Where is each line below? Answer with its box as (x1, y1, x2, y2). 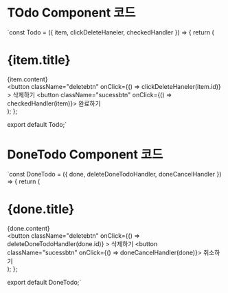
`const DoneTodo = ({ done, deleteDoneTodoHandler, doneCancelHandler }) (7, 170, 222, 178)
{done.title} (7, 201, 75, 216)
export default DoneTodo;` (7, 278, 82, 286)
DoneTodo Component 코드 (7, 147, 163, 163)
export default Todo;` (7, 120, 67, 128)
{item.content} (7, 75, 48, 83)
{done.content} (7, 224, 50, 232)
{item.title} (7, 52, 71, 68)
